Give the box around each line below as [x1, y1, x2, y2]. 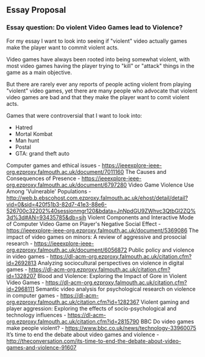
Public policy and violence [128, 246, 195, 254]
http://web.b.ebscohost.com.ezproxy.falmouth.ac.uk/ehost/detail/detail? [6, 194, 188, 201]
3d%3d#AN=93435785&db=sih [6, 214, 87, 221]
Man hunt [15, 137, 40, 144]
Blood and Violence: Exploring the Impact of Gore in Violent [37, 272, 187, 279]
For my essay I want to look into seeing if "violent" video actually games [6, 37, 187, 45]
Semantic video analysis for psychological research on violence [35, 285, 196, 293]
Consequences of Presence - [6, 175, 81, 182]
